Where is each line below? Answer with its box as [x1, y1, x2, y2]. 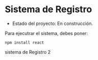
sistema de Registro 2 [5, 49, 51, 55]
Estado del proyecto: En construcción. [12, 20, 93, 26]
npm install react [5, 40, 44, 45]
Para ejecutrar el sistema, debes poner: [5, 30, 88, 36]
